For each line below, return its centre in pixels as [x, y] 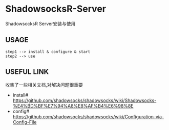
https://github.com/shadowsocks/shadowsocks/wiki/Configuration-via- [88, 116]
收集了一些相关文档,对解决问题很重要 [44, 85]
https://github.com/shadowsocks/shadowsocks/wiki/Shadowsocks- [84, 100]
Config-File [25, 122]
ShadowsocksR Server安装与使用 [40, 23]
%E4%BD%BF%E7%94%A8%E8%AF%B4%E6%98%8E [73, 106]
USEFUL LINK [27, 72]
